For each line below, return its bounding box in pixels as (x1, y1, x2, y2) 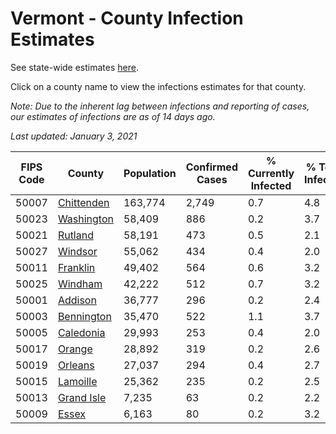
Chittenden (57, 195, 110, 209)
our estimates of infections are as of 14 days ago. (10, 110, 216, 122)
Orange (57, 342, 93, 356)
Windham (57, 277, 103, 291)
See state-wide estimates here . (10, 61, 139, 73)
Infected (250, 178, 292, 192)
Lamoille (57, 374, 98, 388)
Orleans (57, 358, 95, 372)
